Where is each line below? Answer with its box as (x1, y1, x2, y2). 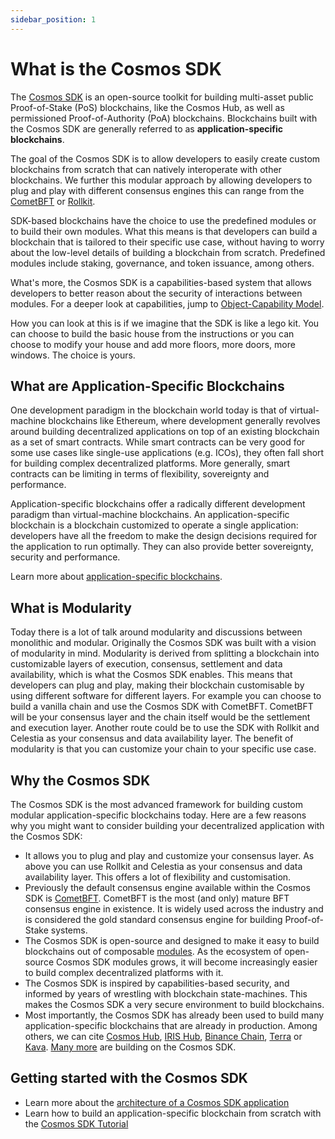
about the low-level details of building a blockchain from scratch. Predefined (10, 246, 326, 258)
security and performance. (10, 551, 121, 563)
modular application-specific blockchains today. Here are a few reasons (10, 809, 307, 821)
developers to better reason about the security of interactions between (10, 287, 303, 299)
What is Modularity (10, 599, 132, 616)
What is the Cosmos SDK (10, 57, 222, 80)
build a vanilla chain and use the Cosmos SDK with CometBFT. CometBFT (10, 701, 314, 713)
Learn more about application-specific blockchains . (10, 571, 223, 583)
